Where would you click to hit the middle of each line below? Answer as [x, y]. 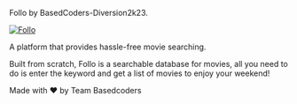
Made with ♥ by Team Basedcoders [75, 90]
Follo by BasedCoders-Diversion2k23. [79, 13]
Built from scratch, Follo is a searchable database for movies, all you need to [148, 64]
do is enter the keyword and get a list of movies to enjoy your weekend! [140, 73]
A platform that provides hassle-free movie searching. [108, 47]
